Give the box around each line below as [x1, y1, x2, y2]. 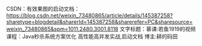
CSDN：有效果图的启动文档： [6, 5, 80, 12]
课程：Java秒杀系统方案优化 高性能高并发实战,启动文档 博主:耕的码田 [6, 33, 178, 40]
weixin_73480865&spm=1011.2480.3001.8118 [6, 26, 119, 32]
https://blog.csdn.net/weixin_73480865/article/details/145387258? [6, 12, 174, 19]
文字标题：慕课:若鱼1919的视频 [119, 26, 196, 32]
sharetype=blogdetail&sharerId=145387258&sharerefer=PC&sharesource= [6, 19, 193, 25]
